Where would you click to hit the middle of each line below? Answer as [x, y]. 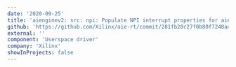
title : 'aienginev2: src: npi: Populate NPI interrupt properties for [113, 20]
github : [19, 27]
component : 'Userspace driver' [53, 40]
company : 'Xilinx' [34, 46]
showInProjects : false [40, 53]
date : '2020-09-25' [36, 14]
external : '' [26, 33]
